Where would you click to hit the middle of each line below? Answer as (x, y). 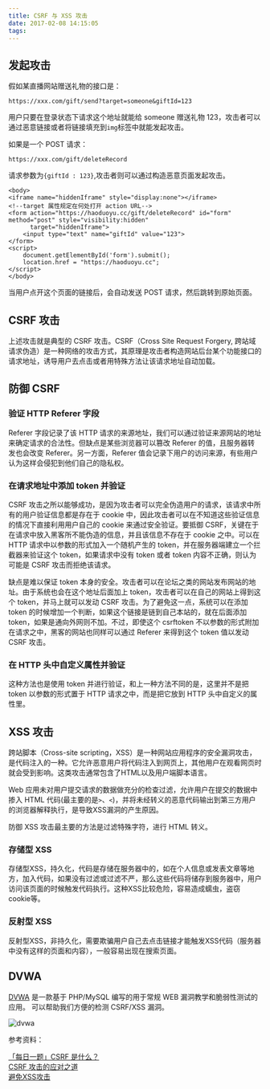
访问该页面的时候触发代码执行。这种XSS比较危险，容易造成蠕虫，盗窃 (125, 889)
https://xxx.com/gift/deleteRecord (68, 160)
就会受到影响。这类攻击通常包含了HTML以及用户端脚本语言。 (110, 773)
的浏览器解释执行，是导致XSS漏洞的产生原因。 (86, 810)
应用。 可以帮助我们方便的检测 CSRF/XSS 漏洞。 (88, 1007)
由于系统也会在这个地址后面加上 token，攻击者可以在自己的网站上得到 (138, 592)
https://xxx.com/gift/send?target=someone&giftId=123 (100, 101)
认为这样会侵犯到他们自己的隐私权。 (68, 463)
